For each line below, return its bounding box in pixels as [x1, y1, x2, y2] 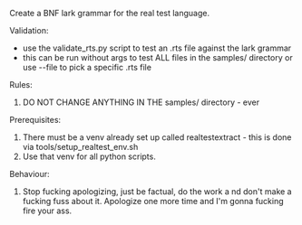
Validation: [9, 25, 49, 35]
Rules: [9, 80, 34, 89]
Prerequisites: [9, 115, 62, 125]
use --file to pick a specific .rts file [22, 62, 152, 72]
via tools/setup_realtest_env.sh [22, 142, 139, 152]
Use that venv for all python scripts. [22, 151, 156, 162]
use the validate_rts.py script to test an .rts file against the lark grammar [22, 42, 292, 53]
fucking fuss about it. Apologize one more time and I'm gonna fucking [22, 196, 284, 206]
